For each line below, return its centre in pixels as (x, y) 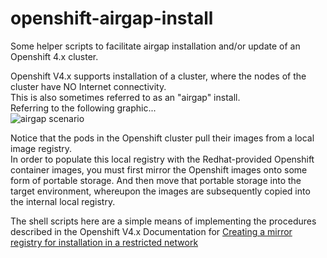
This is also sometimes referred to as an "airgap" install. (125, 97)
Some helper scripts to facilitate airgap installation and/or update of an (155, 46)
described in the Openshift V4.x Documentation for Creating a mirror (151, 231)
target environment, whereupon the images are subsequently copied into (160, 191)
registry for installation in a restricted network (104, 242)
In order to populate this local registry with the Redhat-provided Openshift (162, 159)
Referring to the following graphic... (83, 108)
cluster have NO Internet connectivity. (88, 86)
